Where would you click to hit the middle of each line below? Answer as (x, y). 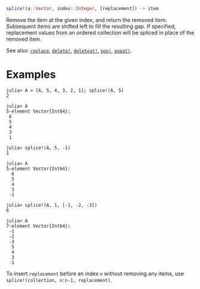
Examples (31, 75)
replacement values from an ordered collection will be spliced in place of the (100, 32)
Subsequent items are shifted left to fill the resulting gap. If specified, (91, 26)
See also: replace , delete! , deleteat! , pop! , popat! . (69, 50)
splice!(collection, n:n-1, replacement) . (59, 279)
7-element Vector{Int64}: (38, 226)
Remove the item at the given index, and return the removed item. (87, 20)
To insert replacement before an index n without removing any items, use (95, 274)
